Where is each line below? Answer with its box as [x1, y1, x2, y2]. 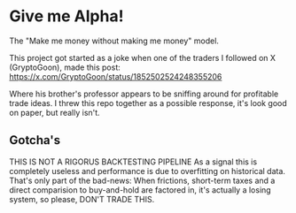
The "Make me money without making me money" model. [9, 35, 220, 46]
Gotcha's [9, 133, 61, 148]
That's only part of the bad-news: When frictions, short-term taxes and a [9, 175, 276, 186]
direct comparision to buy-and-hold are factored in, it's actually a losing [9, 184, 272, 195]
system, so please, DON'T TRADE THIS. [9, 194, 155, 204]
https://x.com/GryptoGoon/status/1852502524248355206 [9, 71, 222, 81]
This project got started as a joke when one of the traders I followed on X [9, 52, 277, 63]
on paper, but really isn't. [9, 107, 100, 118]
